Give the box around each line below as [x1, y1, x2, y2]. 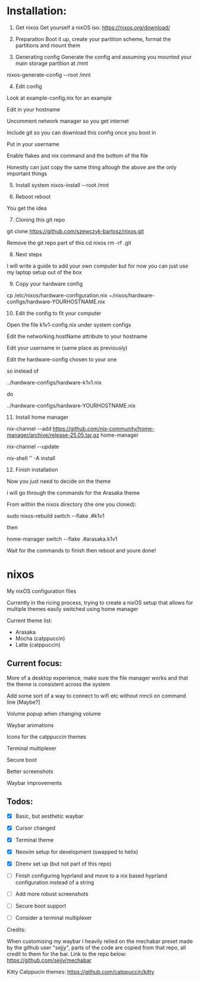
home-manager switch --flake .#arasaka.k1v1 [7, 535, 118, 542]
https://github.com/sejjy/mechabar [7, 957, 91, 964]
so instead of [7, 367, 39, 374]
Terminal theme [15, 836, 54, 843]
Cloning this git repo [15, 216, 65, 223]
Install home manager [15, 413, 69, 421]
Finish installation [15, 466, 58, 473]
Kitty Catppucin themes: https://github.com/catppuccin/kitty [7, 968, 154, 976]
